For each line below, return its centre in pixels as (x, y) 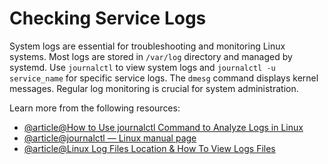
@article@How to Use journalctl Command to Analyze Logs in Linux (163, 127)
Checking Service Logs (108, 18)
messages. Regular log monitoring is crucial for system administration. (154, 88)
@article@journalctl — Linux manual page (110, 138)
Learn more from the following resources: (95, 108)
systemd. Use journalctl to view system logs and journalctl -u (142, 67)
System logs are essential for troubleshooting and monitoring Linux (147, 46)
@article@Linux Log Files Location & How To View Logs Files (149, 148)
